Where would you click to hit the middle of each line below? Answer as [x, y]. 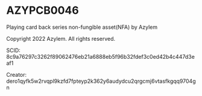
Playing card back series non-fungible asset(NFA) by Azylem [82, 27]
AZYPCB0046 [43, 10]
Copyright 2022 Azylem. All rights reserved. [61, 38]
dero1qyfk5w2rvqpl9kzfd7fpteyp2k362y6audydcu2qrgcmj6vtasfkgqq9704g [101, 81]
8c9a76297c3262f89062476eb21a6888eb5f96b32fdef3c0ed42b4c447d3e [100, 56]
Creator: [17, 74]
